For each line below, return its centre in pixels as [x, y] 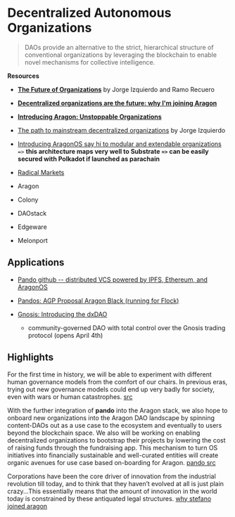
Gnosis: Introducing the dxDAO [62, 314]
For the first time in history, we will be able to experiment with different [110, 374]
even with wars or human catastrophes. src [70, 397]
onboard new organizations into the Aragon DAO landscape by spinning [111, 418]
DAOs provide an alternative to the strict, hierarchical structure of [119, 47]
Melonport [32, 240]
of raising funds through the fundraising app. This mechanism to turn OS [113, 447]
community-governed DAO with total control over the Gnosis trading [127, 327]
